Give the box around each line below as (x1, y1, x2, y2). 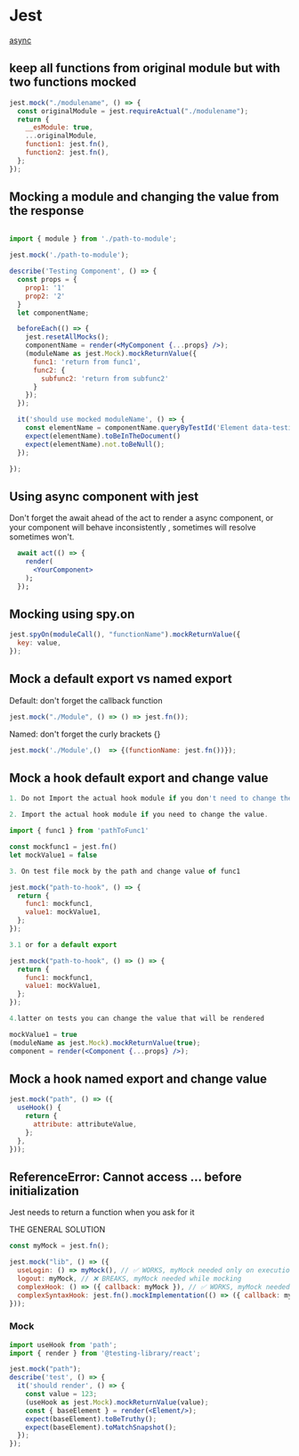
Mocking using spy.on (9, 607, 135, 622)
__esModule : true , (25, 123, 93, 132)
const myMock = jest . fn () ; (9, 1241, 109, 1251)
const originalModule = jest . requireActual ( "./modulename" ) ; (17, 106, 249, 116)
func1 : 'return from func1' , (32, 358, 141, 366)
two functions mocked (9, 75, 137, 90)
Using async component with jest (9, 489, 198, 504)
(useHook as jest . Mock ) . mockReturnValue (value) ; (25, 1397, 209, 1407)
